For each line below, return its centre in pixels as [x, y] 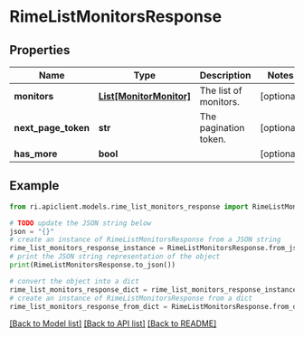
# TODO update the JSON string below [81, 223]
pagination [222, 128]
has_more [36, 154]
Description [225, 75]
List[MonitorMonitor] [145, 96]
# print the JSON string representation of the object [115, 257]
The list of [221, 90]
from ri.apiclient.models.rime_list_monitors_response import [129, 206]
